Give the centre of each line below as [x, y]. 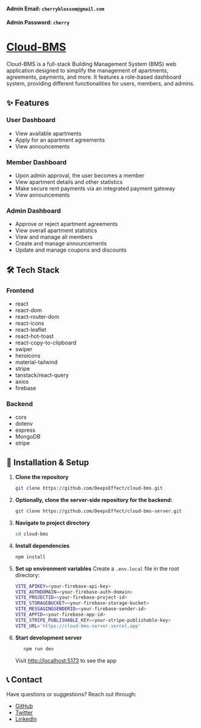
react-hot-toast [34, 337]
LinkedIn [26, 719]
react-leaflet [31, 330]
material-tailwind [36, 362]
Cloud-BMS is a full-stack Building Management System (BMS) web [91, 64]
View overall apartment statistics [56, 231]
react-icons [30, 323]
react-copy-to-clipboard [46, 343]
